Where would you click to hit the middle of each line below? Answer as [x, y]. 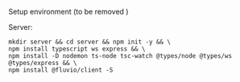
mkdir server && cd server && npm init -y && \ [90, 42]
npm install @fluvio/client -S [61, 70]
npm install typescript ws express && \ [77, 49]
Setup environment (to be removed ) [68, 12]
